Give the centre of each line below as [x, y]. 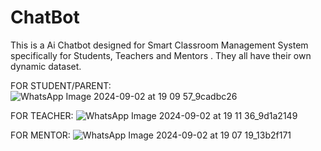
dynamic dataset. [46, 66]
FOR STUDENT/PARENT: [61, 85]
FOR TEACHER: [42, 115]
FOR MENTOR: [40, 135]
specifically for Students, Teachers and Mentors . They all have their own [161, 55]
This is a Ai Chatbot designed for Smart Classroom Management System [159, 45]
